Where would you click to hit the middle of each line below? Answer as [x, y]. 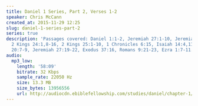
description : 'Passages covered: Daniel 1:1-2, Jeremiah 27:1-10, [89, 39]
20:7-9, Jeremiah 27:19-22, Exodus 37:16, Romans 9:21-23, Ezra [92, 50]
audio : [14, 55]
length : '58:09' [37, 66]
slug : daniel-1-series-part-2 [43, 28]
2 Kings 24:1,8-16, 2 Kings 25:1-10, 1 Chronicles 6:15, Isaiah [92, 45]
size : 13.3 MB [34, 83]
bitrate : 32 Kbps [38, 72]
